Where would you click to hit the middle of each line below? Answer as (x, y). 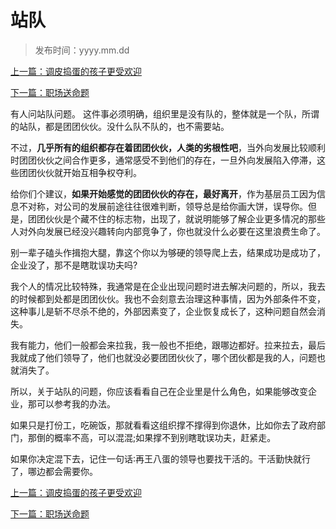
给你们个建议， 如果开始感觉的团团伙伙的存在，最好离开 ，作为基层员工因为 (163, 193)
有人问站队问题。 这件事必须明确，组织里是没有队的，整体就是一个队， (156, 113)
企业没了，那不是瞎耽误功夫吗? (74, 265)
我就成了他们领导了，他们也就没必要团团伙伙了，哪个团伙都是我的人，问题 (163, 357)
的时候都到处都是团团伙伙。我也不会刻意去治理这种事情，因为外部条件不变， (168, 298)
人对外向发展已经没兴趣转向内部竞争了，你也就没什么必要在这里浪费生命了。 (168, 231)
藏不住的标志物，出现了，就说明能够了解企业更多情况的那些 (202, 218)
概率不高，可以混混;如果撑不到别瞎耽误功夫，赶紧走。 (165, 437)
